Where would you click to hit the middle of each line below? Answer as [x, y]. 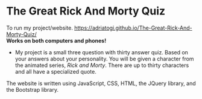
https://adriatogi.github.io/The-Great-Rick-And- [134, 28]
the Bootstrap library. [33, 89]
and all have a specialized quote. [55, 71]
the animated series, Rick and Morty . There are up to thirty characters [102, 65]
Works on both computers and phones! [56, 40]
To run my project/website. [40, 28]
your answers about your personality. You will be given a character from [104, 59]
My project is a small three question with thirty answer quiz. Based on [102, 52]
